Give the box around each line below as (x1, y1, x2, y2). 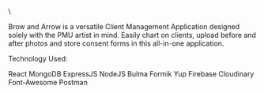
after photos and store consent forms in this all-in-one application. (8, 39, 224, 48)
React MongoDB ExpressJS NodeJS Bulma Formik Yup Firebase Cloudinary (8, 69, 255, 78)
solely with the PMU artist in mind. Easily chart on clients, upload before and (8, 31, 257, 39)
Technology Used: (8, 54, 68, 63)
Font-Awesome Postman (8, 78, 89, 87)
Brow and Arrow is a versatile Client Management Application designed (8, 22, 240, 31)
